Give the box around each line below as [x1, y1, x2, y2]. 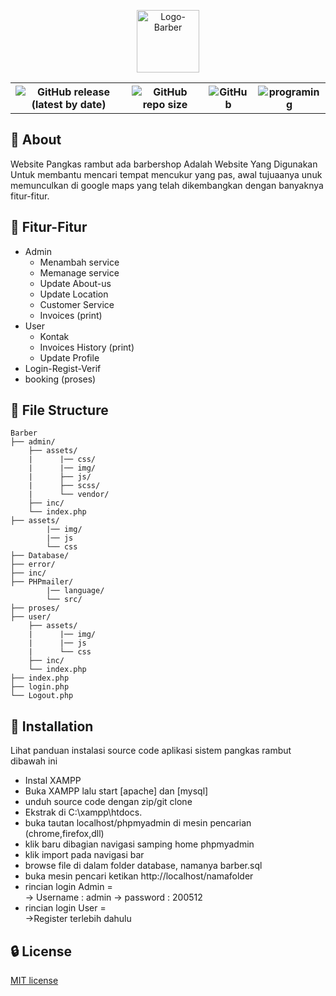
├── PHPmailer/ [10, 577, 74, 587]
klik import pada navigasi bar [24, 849, 145, 861]
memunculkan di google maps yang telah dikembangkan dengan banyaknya [10, 179, 324, 191]
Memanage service [39, 266, 120, 279]
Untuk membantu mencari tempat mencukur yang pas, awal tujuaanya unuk [10, 168, 323, 180]
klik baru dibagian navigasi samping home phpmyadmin [24, 838, 255, 850]
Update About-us [39, 277, 112, 289]
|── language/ [46, 586, 105, 596]
